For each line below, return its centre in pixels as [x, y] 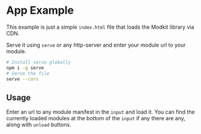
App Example [40, 10]
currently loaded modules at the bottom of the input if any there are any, [96, 118]
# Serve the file [28, 73]
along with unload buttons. [39, 125]
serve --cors [22, 79]
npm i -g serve [25, 68]
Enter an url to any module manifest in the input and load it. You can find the [100, 112]
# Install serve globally [38, 62]
